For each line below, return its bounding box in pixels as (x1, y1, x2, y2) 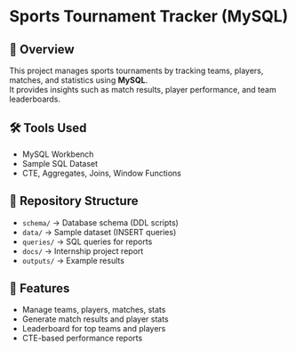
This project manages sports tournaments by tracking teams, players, (9, 65, 264, 76)
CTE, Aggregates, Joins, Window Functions (21, 168, 182, 178)
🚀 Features (9, 281, 70, 296)
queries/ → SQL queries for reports (21, 236, 153, 247)
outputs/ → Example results (21, 255, 124, 266)
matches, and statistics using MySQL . (9, 75, 148, 86)
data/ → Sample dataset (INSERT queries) (21, 226, 177, 237)
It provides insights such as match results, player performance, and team (9, 85, 277, 94)
